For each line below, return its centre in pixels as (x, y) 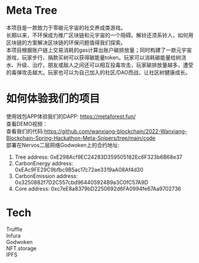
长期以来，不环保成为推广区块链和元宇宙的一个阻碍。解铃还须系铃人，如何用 (100, 35)
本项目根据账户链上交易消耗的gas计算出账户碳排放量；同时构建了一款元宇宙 (99, 50)
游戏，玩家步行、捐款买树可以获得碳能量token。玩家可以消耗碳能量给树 (94, 57)
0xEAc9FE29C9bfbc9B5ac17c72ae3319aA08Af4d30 (79, 169)
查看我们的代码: (25, 131)
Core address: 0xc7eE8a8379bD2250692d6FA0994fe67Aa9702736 (98, 188)
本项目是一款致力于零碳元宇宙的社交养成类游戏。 (66, 27)
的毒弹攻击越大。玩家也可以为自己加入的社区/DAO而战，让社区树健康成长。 (99, 72)
